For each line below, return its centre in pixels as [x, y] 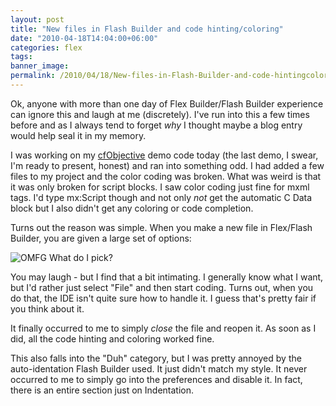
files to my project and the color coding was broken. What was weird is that [166, 176]
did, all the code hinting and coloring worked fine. [112, 338]
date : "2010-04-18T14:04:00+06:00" [84, 38]
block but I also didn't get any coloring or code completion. [132, 208]
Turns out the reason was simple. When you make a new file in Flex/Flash [161, 227]
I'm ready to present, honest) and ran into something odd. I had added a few [167, 165]
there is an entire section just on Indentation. [102, 390]
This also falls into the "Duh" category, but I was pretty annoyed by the [156, 358]
